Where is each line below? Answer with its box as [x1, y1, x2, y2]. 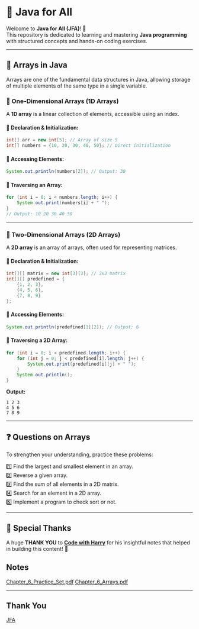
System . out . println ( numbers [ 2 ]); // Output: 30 [6, 169, 126, 175]
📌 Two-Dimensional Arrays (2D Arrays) [6, 230, 121, 238]
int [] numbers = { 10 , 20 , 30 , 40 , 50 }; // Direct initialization [6, 143, 171, 149]
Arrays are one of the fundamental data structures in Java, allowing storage [6, 76, 191, 83]
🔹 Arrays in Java [6, 60, 68, 70]
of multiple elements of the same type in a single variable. [6, 82, 147, 89]
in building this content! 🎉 [6, 545, 68, 552]
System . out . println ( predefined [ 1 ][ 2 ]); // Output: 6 [6, 324, 139, 330]
